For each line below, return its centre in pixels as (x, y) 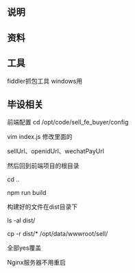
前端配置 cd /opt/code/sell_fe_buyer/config (68, 122)
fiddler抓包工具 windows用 (45, 81)
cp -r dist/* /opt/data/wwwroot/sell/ (58, 234)
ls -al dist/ (21, 220)
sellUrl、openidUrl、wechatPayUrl (56, 151)
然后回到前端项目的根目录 (43, 166)
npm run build (27, 193)
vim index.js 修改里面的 (40, 137)
